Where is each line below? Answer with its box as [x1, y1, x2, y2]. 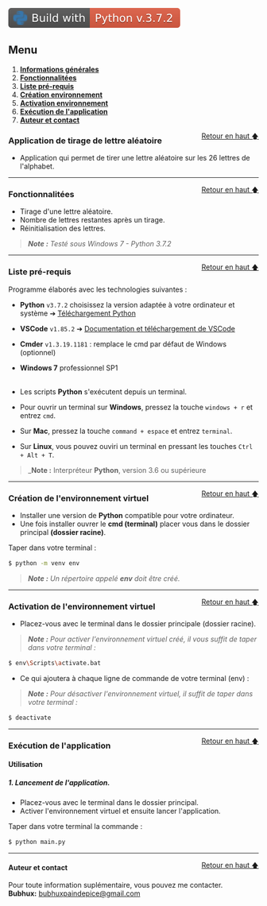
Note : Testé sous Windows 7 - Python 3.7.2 [27, 239, 172, 249]
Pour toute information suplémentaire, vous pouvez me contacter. [8, 881, 223, 890]
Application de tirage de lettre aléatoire [8, 135, 163, 146]
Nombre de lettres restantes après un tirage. [19, 215, 165, 225]
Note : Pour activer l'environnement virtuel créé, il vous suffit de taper [27, 634, 257, 644]
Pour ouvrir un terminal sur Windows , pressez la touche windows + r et [19, 402, 253, 412]
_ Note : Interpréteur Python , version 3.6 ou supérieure [27, 465, 207, 474]
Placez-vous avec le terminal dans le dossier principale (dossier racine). [19, 619, 257, 629]
